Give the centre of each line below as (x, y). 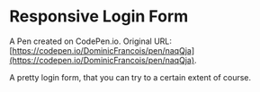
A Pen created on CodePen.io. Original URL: (91, 41)
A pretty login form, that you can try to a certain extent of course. (130, 77)
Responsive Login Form (99, 17)
